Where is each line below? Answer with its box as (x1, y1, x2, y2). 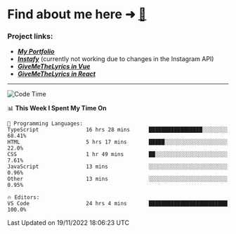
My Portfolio (17, 47, 55, 56)
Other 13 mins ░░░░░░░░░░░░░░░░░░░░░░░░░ (7, 176, 228, 183)
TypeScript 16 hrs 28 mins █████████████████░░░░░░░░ (7, 126, 228, 134)
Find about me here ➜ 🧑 (7, 6, 147, 22)
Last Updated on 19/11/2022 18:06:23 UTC (7, 219, 130, 227)
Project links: (7, 32, 53, 41)
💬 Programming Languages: (7, 120, 83, 127)
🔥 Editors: (7, 194, 40, 201)
